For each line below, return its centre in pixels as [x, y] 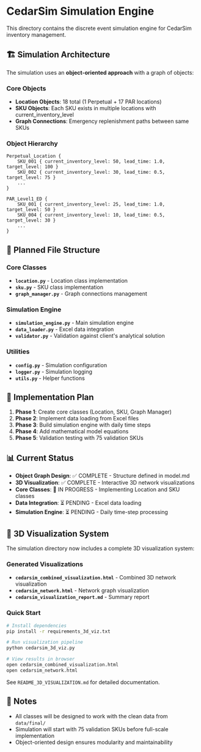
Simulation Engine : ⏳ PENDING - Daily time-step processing [91, 512]
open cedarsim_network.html [42, 670]
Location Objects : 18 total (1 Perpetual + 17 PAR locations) [88, 102]
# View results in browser [41, 659]
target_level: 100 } [33, 167]
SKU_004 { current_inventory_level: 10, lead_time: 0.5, [91, 215]
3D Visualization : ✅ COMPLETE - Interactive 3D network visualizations [105, 483]
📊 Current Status [40, 458]
